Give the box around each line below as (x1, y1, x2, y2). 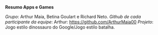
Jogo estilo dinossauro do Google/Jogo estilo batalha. (5, 24, 115, 30)
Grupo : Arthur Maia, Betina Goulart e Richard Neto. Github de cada (5, 14, 141, 19)
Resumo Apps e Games (5, 4, 54, 10)
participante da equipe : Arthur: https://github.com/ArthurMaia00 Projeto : (5, 19, 154, 25)
